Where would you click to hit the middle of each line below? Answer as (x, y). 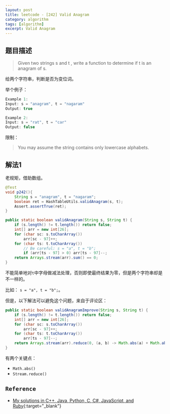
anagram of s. (32, 68)
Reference (21, 389)
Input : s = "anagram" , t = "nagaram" (45, 104)
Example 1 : (17, 99)
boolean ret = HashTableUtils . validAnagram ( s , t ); (69, 201)
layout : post (19, 10)
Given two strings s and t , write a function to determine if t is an (84, 63)
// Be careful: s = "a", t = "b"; (60, 249)
